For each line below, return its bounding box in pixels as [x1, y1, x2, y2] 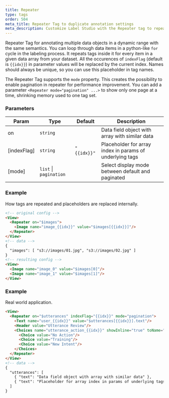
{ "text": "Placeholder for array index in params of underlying [14, 379, 154, 384]
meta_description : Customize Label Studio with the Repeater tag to [5, 26, 152, 31]
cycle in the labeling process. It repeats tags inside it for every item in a [5, 51, 153, 57]
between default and [101, 168, 150, 175]
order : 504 [5, 17, 28, 22]
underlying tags [101, 153, 138, 161]
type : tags [5, 12, 28, 17]
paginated [101, 174, 125, 181]
